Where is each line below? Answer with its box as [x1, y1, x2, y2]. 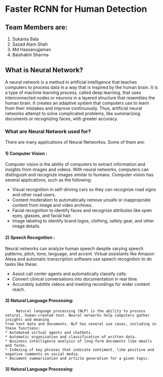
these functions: [5, 326, 41, 331]
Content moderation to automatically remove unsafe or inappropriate [12, 197, 151, 203]
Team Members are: [5, 23, 68, 31]
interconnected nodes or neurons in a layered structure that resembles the [5, 94, 155, 100]
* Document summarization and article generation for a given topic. [5, 356, 150, 361]
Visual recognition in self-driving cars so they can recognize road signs [12, 187, 156, 192]
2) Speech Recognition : [5, 234, 55, 240]
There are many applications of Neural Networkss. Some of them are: [5, 139, 145, 145]
